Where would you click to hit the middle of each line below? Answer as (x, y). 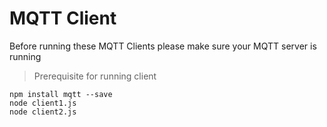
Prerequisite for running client (95, 76)
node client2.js (43, 112)
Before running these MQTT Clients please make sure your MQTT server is (163, 46)
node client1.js (43, 103)
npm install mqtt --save (61, 94)
